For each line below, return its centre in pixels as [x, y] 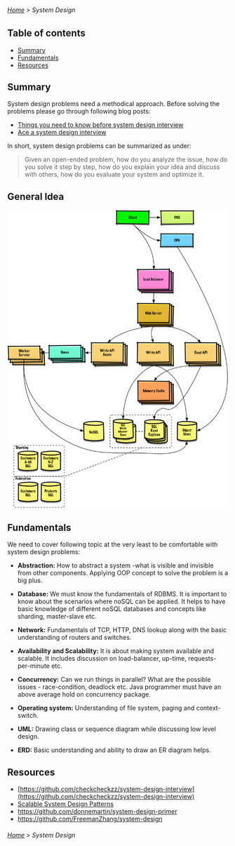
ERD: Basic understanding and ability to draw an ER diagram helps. [114, 750]
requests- [202, 659]
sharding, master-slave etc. [57, 617]
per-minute [34, 666]
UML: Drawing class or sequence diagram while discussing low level [116, 729]
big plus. [30, 580]
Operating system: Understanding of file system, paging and [106, 708]
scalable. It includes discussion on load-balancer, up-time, [102, 659]
